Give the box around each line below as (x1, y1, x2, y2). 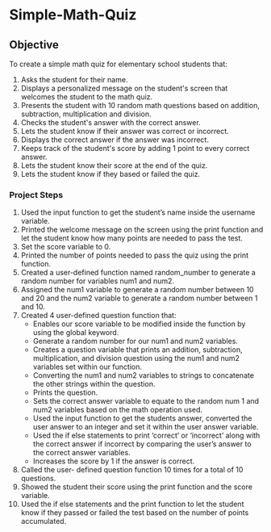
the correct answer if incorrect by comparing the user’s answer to (32, 439, 252, 449)
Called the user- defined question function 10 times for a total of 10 (20, 465, 244, 475)
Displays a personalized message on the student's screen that (20, 83, 228, 93)
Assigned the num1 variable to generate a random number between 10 (20, 285, 254, 295)
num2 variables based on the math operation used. (32, 405, 203, 415)
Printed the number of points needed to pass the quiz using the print (20, 250, 249, 260)
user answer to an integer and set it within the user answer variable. (32, 422, 259, 432)
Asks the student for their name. (20, 75, 128, 84)
